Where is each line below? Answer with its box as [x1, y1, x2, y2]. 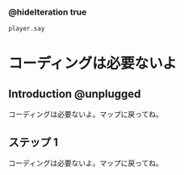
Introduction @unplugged [8, 87, 141, 101]
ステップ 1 [8, 135, 59, 149]
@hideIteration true [8, 6, 87, 18]
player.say [8, 25, 45, 33]
